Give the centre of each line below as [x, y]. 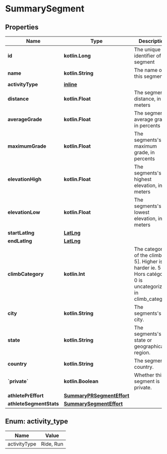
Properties [22, 27]
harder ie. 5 [147, 268]
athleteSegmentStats [33, 404]
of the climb [148, 255]
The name [146, 70]
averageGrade [25, 119]
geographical [149, 346]
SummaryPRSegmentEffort [97, 396]
